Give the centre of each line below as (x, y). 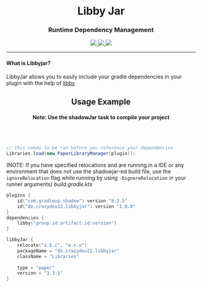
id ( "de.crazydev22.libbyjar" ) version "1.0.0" (76, 206)
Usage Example (101, 102)
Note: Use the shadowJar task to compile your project (101, 117)
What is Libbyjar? (29, 63)
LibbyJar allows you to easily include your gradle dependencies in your (94, 76)
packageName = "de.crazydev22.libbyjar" (68, 251)
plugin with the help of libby (41, 83)
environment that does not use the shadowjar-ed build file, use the (89, 171)
